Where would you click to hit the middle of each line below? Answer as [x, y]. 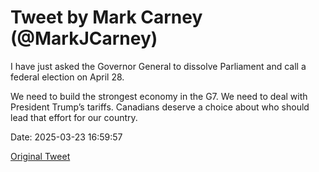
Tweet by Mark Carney [106, 17]
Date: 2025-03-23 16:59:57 [66, 137]
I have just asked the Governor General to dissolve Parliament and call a [158, 66]
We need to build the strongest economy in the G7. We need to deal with [159, 96]
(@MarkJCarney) [84, 38]
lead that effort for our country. [74, 117]
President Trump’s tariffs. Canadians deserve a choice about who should [160, 107]
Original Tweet [40, 156]
